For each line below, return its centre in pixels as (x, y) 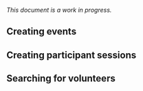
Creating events (42, 31)
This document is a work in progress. (59, 10)
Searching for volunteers (61, 79)
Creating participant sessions (71, 55)
